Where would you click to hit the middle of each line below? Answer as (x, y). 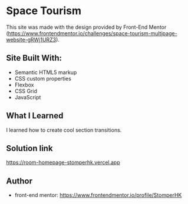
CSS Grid (26, 91)
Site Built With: (34, 58)
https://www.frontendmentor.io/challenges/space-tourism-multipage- (93, 33)
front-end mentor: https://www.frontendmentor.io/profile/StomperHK (98, 195)
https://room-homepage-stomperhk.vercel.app (63, 162)
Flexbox (24, 85)
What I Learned (35, 116)
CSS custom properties (43, 78)
